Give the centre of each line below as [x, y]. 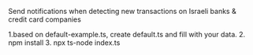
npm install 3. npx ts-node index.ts [64, 43]
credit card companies [45, 19]
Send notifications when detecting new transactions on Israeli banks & [122, 11]
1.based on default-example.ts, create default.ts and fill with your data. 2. [127, 34]
